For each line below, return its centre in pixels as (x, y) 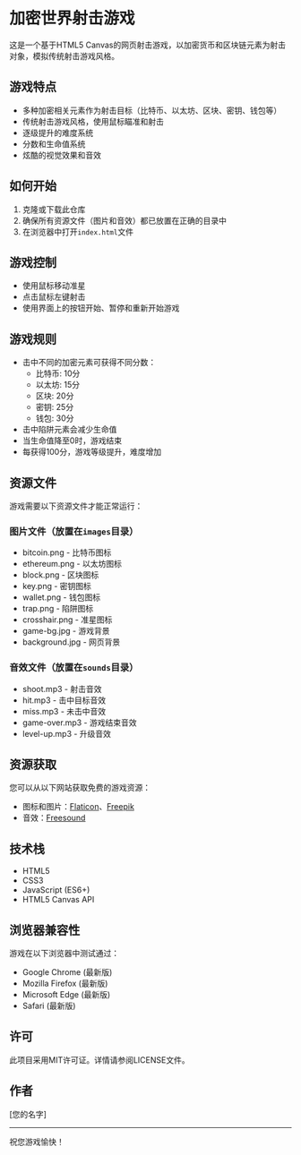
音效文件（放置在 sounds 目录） (74, 668)
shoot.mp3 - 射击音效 (62, 689)
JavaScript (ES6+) (56, 890)
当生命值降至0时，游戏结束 (72, 441)
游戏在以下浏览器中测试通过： (64, 954)
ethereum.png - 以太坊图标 (72, 564)
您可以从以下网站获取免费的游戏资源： (80, 788)
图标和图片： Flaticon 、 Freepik (78, 807)
